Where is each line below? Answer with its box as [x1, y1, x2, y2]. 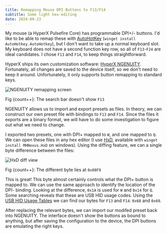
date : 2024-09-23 [5, 16, 41, 21]
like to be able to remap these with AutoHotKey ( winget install [5, 35, 136, 41]
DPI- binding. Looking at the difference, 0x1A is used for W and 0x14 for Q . [5, 187, 154, 193]
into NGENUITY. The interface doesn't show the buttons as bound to [5, 213, 146, 219]
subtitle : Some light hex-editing [5, 12, 77, 17]
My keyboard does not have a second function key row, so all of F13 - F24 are [5, 46, 161, 52]
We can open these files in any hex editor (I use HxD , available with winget [5, 137, 158, 143]
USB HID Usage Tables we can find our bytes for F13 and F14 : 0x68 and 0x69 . [5, 198, 162, 204]
